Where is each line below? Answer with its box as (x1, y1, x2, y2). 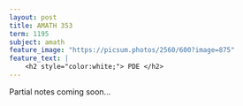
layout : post (9, 12, 57, 22)
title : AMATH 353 (9, 21, 73, 30)
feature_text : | (9, 54, 69, 63)
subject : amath (9, 37, 65, 47)
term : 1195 (9, 29, 49, 38)
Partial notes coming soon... (9, 86, 111, 97)
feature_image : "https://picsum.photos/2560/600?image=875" (9, 46, 236, 55)
